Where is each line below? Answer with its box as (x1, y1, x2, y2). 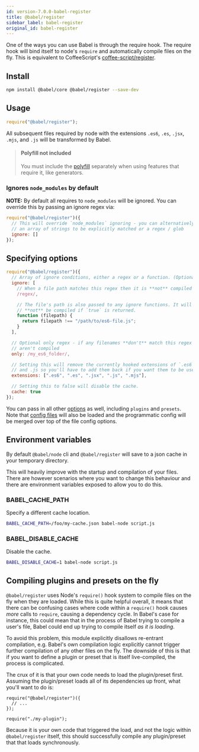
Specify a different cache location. (6, 509, 91, 516)
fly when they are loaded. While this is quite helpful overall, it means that (6, 597, 184, 605)
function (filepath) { (17, 313, 73, 319)
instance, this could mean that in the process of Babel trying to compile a (6, 616, 185, 624)
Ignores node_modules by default (6, 184, 99, 192)
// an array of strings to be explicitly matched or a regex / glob (11, 226, 184, 232)
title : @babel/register (6, 14, 65, 20)
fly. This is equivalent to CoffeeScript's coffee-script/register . (6, 54, 156, 61)
